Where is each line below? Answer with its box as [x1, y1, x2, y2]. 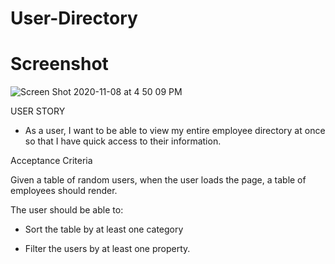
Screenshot [10, 53, 109, 76]
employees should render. [10, 185, 118, 197]
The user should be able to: [10, 204, 124, 216]
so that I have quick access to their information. [24, 135, 222, 147]
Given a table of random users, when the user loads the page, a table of [10, 174, 307, 186]
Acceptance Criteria [10, 155, 93, 167]
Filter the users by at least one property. [24, 243, 191, 255]
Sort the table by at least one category [24, 223, 184, 236]
